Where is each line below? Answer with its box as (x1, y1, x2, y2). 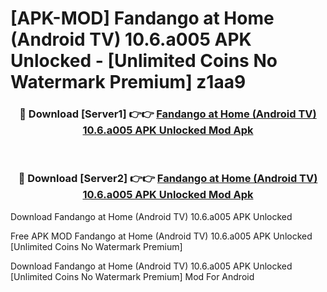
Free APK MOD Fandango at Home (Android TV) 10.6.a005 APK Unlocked (10, 230, 313, 242)
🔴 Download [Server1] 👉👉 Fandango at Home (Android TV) (19, 107, 317, 121)
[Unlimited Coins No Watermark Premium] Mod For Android (10, 270, 255, 282)
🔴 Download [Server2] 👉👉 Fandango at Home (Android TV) (18, 172, 318, 186)
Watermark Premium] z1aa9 (10, 71, 247, 94)
